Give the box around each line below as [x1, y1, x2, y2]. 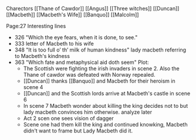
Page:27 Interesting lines [6, 23, 66, 29]
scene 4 [23, 84, 43, 90]
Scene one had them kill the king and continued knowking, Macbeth [23, 121, 188, 128]
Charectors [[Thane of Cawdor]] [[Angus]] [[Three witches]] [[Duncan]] [6, 5, 180, 12]
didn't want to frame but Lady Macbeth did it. [23, 127, 133, 134]
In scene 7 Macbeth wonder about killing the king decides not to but [23, 103, 188, 109]
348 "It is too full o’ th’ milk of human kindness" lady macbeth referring [14, 46, 187, 53]
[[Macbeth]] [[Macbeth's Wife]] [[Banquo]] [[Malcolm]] [6, 11, 139, 18]
